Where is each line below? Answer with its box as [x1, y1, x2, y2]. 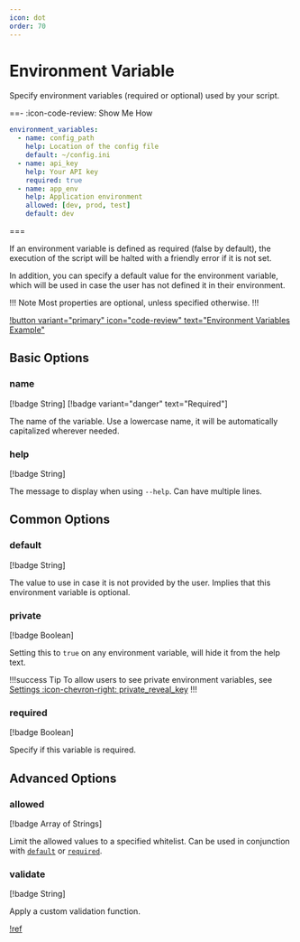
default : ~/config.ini [25, 151, 111, 160]
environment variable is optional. [9, 586, 131, 597]
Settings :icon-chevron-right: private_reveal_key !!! [9, 684, 198, 695]
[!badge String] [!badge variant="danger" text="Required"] [9, 398, 228, 409]
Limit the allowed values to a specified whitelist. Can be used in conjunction [9, 836, 290, 847]
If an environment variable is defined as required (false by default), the [9, 243, 272, 254]
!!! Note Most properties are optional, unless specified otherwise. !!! [9, 297, 259, 308]
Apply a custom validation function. [9, 906, 141, 917]
